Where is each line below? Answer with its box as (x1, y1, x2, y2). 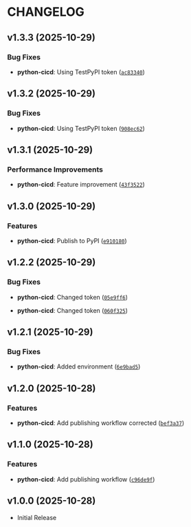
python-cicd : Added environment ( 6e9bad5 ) (16, 362, 141, 371)
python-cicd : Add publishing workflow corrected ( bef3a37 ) (16, 419, 185, 427)
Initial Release (16, 513, 57, 521)
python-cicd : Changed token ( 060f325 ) (16, 306, 128, 314)
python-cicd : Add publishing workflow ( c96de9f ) (16, 475, 155, 483)
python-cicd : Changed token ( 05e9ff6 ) (16, 293, 128, 301)
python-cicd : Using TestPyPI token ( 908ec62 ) (16, 124, 146, 132)
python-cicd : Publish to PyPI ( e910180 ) (16, 236, 127, 245)
